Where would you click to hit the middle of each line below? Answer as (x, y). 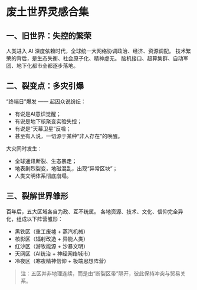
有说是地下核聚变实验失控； (48, 121)
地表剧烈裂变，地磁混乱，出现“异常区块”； (66, 168)
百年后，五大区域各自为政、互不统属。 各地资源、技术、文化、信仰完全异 (95, 211)
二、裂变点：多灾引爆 (45, 86)
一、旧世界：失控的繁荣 (49, 36)
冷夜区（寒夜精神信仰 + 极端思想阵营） (62, 261)
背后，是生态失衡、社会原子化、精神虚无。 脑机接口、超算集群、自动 (100, 58)
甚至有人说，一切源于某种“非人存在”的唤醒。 (69, 136)
